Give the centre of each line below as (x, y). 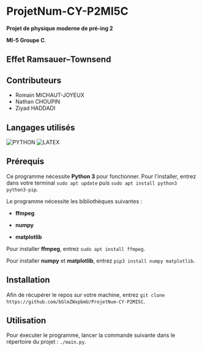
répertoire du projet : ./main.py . (47, 342)
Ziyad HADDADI (35, 108)
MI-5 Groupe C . (26, 40)
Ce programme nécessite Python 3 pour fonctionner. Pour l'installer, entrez (101, 176)
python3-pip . (22, 189)
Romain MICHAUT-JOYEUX (50, 95)
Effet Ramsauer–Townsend (59, 60)
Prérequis (25, 162)
